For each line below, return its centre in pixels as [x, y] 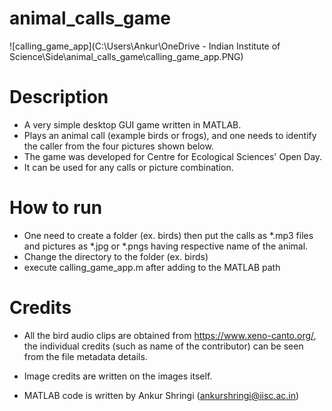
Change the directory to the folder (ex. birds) [116, 256]
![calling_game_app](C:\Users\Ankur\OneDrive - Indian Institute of [145, 46]
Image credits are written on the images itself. [118, 376]
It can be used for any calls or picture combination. [128, 167]
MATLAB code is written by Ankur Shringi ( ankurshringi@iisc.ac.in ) [161, 395]
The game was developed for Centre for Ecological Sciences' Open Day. [173, 156]
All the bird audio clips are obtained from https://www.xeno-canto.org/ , [170, 335]
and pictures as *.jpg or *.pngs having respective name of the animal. [166, 246]
